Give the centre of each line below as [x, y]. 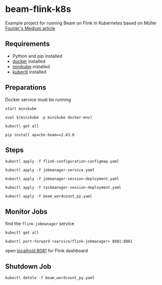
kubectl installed [29, 72]
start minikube [21, 109]
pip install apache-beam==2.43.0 [40, 135]
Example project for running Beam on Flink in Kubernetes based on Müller [81, 23]
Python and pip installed [37, 56]
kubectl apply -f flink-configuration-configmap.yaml [62, 161]
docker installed [29, 61]
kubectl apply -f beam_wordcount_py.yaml [49, 196]
